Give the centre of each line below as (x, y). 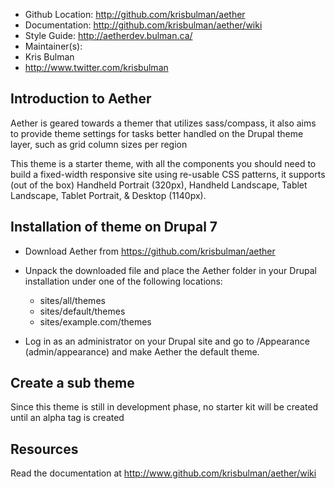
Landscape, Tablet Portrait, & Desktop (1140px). (108, 195)
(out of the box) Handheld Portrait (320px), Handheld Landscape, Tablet (159, 185)
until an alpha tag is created (67, 418)
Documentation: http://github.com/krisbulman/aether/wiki (143, 25)
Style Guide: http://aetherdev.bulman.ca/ (108, 35)
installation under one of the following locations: (123, 281)
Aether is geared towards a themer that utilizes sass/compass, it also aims (163, 123)
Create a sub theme (72, 383)
